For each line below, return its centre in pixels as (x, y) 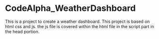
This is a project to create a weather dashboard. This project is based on (78, 21)
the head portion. (22, 31)
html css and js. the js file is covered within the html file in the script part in (79, 26)
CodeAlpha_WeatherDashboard (70, 8)
